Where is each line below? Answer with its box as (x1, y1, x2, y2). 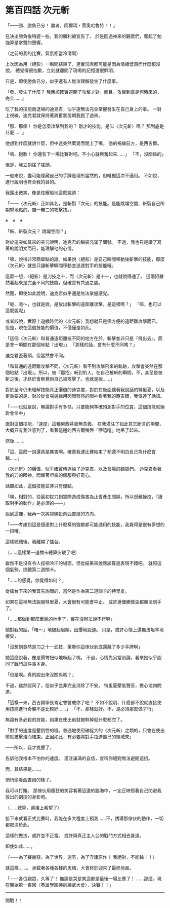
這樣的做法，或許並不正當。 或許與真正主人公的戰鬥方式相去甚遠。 (5, 832, 144, 839)
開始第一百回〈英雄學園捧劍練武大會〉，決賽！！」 (9, 882, 114, 888)
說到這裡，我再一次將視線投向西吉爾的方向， (5, 510, 99, 517)
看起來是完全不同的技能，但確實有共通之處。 (9, 279, 103, 285)
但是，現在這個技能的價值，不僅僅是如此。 (5, 324, 94, 330)
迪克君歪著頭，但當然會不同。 (5, 352, 67, 358)
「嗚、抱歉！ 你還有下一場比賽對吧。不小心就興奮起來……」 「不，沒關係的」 (5, 150, 166, 157)
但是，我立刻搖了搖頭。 (5, 162, 54, 168)
